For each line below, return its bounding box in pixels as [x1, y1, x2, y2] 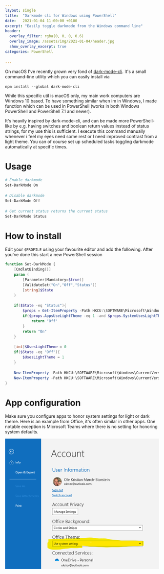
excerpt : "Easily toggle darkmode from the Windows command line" [5, 24, 143, 28]
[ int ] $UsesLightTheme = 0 [14, 344, 67, 350]
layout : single [5, 8, 36, 13]
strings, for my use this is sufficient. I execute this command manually [5, 128, 145, 134]
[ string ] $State [22, 287, 54, 292]
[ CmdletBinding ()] [14, 267, 51, 272]
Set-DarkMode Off [5, 198, 41, 203]
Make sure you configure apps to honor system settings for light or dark [5, 413, 150, 419]
